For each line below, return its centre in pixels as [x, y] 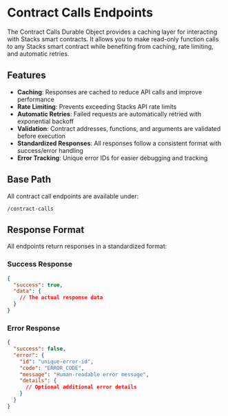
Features [27, 75]
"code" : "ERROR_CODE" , [52, 368]
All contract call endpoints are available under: [73, 196]
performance [36, 99]
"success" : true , [38, 285]
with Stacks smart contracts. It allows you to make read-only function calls [113, 39]
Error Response [34, 328]
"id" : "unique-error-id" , [57, 362]
